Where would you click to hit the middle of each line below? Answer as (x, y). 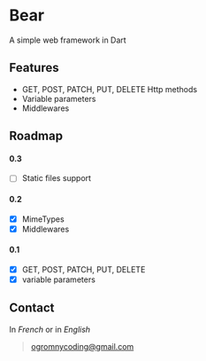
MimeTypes (43, 219)
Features (34, 68)
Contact (32, 308)
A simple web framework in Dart (68, 40)
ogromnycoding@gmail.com (82, 346)
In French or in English (50, 329)
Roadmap (36, 136)
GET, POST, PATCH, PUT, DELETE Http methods (109, 89)
